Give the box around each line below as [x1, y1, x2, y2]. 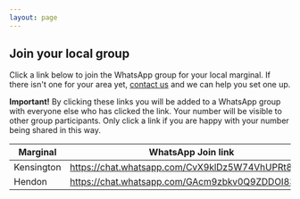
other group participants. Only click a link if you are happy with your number [9, 115, 290, 126]
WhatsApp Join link [148, 146, 235, 159]
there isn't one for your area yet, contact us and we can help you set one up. [9, 79, 291, 90]
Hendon [13, 176, 47, 188]
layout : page [9, 12, 58, 22]
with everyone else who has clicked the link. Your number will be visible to [9, 106, 283, 117]
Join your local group [9, 46, 130, 62]
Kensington [13, 162, 62, 174]
